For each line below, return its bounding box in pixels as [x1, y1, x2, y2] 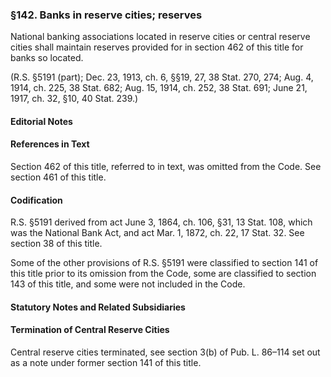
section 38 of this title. [10, 238, 103, 250]
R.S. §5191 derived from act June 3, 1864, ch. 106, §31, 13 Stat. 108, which [10, 216, 313, 228]
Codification [10, 194, 63, 206]
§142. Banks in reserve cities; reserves [10, 8, 203, 22]
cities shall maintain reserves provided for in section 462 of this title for [10, 41, 304, 53]
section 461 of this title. [10, 171, 107, 183]
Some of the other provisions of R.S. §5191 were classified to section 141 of [10, 257, 319, 269]
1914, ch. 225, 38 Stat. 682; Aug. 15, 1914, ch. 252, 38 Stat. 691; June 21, [10, 82, 308, 94]
